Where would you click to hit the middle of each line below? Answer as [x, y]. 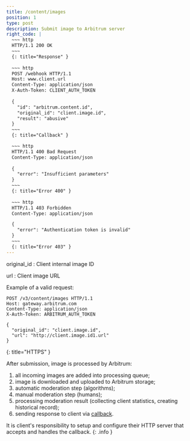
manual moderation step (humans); [59, 394]
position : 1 [21, 17]
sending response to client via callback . [64, 413]
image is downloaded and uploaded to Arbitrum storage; [85, 381]
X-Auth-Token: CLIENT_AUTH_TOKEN [54, 90]
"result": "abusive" [43, 118]
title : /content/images [36, 12]
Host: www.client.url [39, 79]
